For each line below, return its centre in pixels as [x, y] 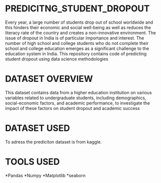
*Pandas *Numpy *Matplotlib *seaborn [45, 175]
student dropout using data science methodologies [57, 59]
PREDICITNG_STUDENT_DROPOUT [77, 9]
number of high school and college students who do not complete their [77, 43]
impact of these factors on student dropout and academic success [72, 108]
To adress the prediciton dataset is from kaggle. [54, 142]
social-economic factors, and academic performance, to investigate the [78, 103]
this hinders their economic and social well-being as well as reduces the [78, 27]
